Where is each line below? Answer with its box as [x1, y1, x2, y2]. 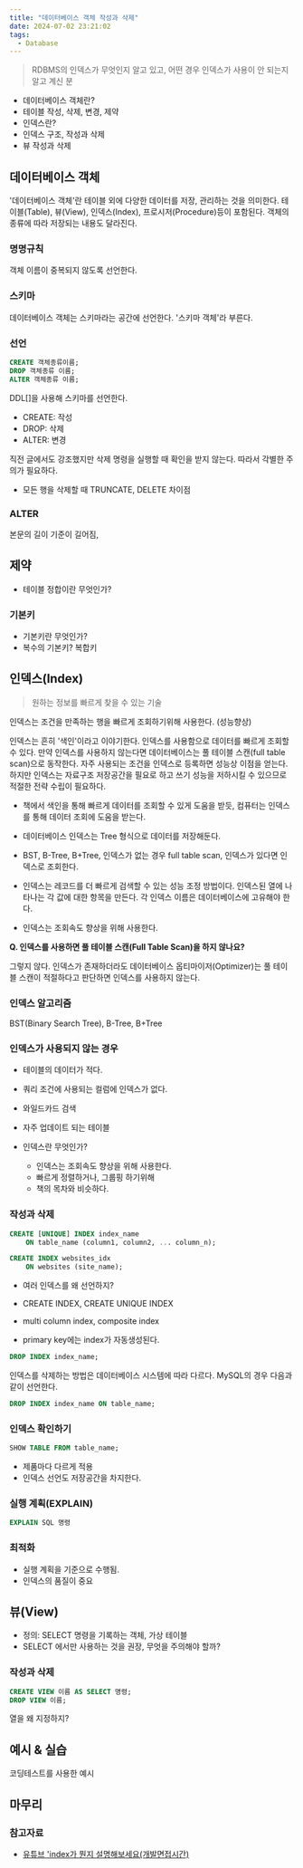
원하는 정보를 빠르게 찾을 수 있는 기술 [31, 696, 163, 707]
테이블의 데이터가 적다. [22, 1065, 103, 1076]
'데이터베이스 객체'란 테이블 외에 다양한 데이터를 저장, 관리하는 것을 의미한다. [9, 196, 279, 206]
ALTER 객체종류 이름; [9, 375, 80, 384]
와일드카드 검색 [22, 1103, 77, 1114]
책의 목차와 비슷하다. [35, 1183, 109, 1194]
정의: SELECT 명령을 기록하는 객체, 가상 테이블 [22, 1630, 188, 1641]
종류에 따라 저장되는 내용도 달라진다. [9, 218, 137, 229]
